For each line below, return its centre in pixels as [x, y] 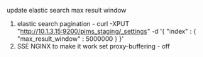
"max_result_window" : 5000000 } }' [70, 39]
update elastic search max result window [67, 10]
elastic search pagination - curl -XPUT [73, 24]
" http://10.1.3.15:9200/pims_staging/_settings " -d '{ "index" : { [106, 31]
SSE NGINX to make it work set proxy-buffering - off [93, 46]
